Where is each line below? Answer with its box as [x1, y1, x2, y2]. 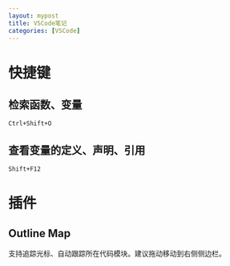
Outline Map [8, 226, 71, 240]
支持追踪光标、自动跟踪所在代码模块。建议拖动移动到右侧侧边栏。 [8, 249, 226, 259]
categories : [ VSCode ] [8, 26, 81, 34]
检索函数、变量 [8, 98, 83, 111]
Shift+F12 [8, 165, 42, 173]
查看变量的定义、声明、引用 [8, 143, 146, 157]
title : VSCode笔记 [8, 19, 67, 27]
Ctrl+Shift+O [8, 119, 52, 128]
